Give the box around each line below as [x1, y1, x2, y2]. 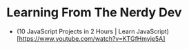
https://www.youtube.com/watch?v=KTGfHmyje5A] [19, 34, 166, 42]
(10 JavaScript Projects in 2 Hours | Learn [16, 27, 135, 35]
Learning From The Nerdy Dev [6, 5, 182, 20]
